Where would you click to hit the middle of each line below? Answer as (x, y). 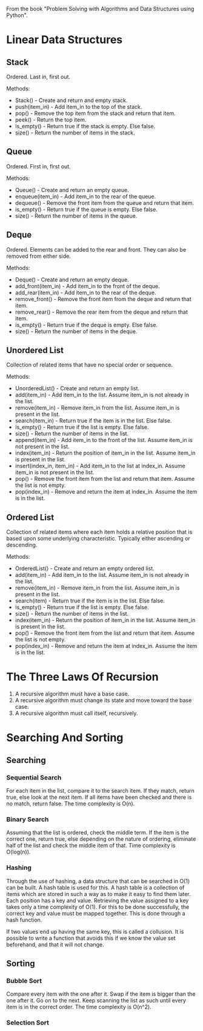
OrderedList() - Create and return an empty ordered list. (85, 568)
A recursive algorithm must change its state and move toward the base (103, 700)
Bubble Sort (24, 981)
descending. (22, 545)
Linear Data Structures (65, 40)
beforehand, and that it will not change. (55, 944)
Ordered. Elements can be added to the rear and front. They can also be (96, 249)
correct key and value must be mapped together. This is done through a (96, 913)
